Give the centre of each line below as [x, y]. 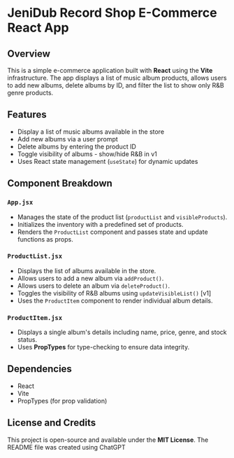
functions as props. [45, 239]
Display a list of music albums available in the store [91, 132]
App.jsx [20, 202]
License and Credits [52, 423]
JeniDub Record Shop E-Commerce [112, 13]
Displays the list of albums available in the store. [87, 270]
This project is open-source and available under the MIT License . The [108, 440]
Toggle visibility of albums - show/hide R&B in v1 [87, 154]
